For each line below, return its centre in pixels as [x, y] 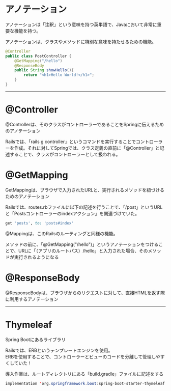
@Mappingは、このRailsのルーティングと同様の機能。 [62, 233]
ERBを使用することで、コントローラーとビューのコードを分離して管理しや [83, 356]
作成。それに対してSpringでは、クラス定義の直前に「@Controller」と [87, 148]
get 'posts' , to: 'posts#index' [39, 223]
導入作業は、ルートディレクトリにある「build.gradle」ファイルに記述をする [84, 374]
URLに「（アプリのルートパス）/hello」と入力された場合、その [83, 250]
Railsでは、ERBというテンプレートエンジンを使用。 [59, 350]
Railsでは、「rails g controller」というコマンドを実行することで [71, 142]
